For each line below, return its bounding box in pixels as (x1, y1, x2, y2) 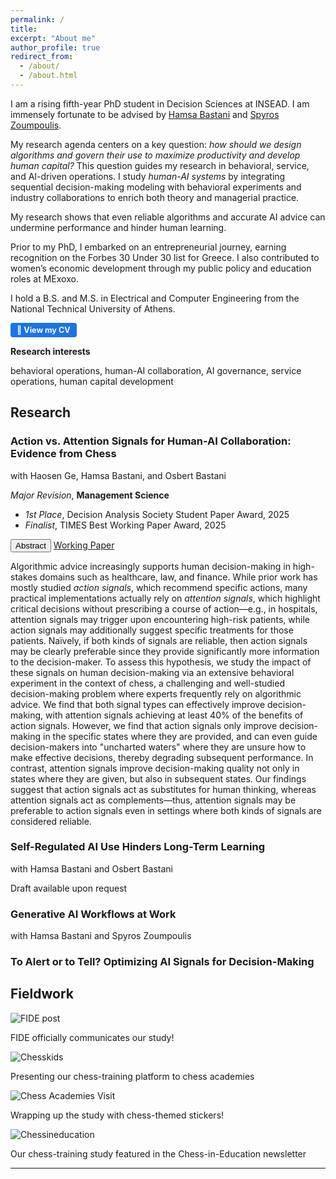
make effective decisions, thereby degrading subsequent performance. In (10, 751, 314, 763)
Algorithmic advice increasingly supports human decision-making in (10, 560, 291, 572)
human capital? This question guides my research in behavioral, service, (10, 159, 310, 171)
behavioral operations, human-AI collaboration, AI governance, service (10, 364, 302, 376)
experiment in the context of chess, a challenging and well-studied (10, 677, 285, 689)
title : (10, 24, 38, 34)
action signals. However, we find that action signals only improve (10, 719, 278, 731)
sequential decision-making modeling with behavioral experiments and (10, 181, 302, 193)
